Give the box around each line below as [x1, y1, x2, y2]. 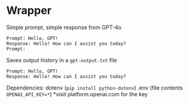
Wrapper [6, 4, 52, 18]
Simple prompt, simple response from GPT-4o [6, 24, 122, 31]
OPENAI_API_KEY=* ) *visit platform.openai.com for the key [6, 90, 148, 97]
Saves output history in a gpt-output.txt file [6, 56, 117, 63]
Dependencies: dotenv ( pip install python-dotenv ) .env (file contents [6, 84, 184, 91]
